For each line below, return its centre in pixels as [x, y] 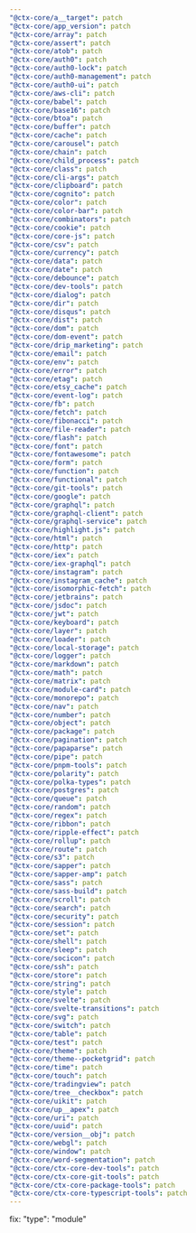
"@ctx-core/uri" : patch [54, 1118]
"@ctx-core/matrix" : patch [60, 681]
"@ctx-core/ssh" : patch [54, 967]
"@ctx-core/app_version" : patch [70, 26]
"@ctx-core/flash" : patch [58, 438]
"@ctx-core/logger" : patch [60, 656]
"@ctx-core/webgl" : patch [58, 1144]
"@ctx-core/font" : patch [56, 446]
